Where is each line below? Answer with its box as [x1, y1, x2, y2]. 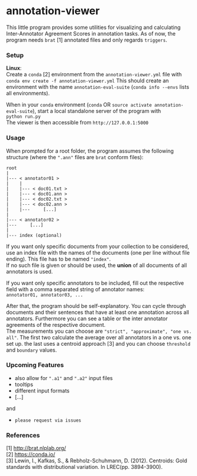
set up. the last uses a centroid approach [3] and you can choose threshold [6, 340, 190, 347]
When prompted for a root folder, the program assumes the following [6, 147, 174, 155]
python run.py [6, 114, 41, 120]
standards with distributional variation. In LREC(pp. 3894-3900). [6, 464, 163, 471]
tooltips [14, 381, 34, 388]
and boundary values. [6, 346, 57, 353]
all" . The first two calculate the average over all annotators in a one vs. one [6, 333, 192, 341]
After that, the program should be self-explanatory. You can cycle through [6, 302, 186, 309]
